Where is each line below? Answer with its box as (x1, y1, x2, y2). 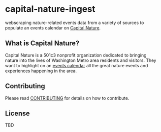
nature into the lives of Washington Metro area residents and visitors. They (5, 57, 157, 63)
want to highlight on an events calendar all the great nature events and (5, 62, 148, 68)
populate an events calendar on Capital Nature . (5, 25, 101, 30)
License (5, 109, 30, 117)
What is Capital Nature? (5, 39, 80, 48)
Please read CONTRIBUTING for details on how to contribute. (5, 95, 129, 101)
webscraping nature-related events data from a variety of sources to (5, 20, 144, 26)
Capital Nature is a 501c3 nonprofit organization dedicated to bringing (5, 52, 147, 58)
